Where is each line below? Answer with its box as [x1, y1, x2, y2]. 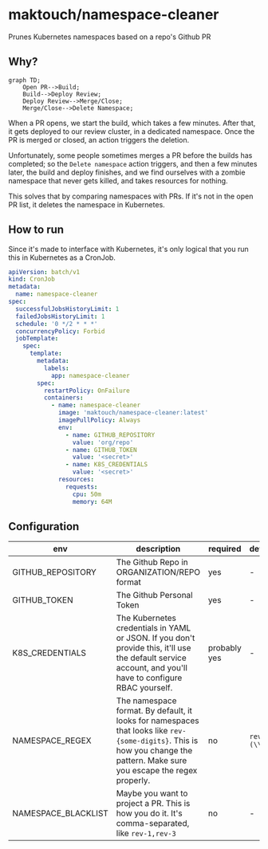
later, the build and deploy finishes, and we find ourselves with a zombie [8, 167, 246, 177]
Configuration [8, 520, 80, 533]
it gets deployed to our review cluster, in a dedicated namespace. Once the [8, 126, 255, 136]
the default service [116, 652, 187, 663]
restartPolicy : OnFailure [43, 387, 130, 395]
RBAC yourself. [116, 682, 173, 694]
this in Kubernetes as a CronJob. [8, 253, 116, 262]
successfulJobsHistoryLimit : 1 [15, 305, 120, 312]
